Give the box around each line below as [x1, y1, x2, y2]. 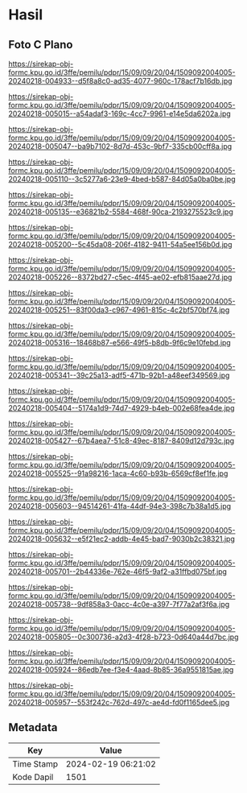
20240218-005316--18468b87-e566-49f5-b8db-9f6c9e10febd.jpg [8, 338, 231, 347]
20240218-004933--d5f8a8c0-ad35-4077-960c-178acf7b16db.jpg [8, 76, 233, 85]
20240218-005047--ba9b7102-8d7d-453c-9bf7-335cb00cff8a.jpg [8, 142, 233, 151]
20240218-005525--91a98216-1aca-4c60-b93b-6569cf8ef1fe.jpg [8, 469, 228, 478]
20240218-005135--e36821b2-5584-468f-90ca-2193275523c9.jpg [8, 207, 233, 217]
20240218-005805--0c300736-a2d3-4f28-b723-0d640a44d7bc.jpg [8, 632, 239, 642]
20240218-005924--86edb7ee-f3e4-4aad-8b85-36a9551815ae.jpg [8, 665, 234, 674]
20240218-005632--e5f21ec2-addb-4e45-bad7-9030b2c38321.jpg [8, 534, 236, 543]
